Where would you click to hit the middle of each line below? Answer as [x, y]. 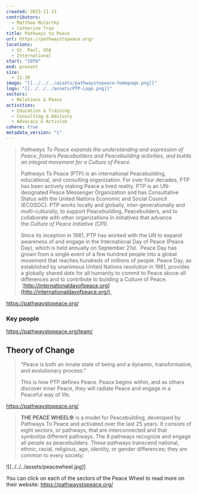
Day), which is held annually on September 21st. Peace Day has [99, 248]
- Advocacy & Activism [39, 122]
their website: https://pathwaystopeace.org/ [60, 484]
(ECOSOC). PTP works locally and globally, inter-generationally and [103, 205]
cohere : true [22, 127]
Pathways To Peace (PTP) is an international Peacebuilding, [93, 173]
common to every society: [52, 455]
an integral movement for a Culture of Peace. [76, 162]
